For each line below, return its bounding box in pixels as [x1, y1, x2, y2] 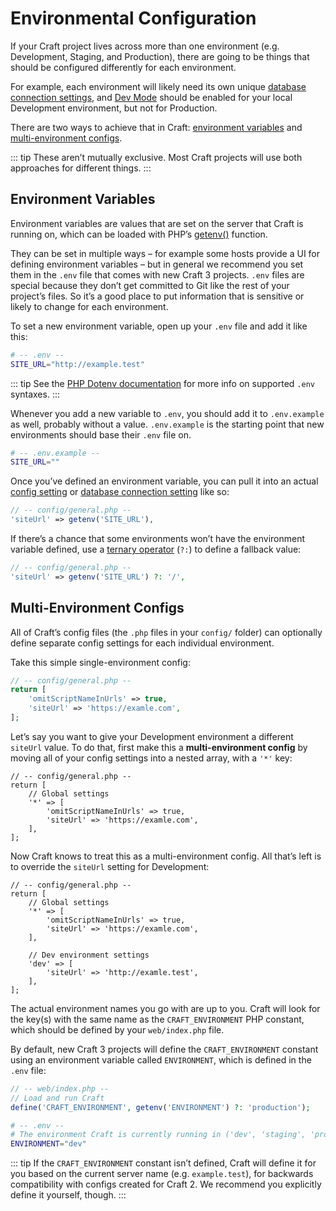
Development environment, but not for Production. [10, 102, 218, 114]
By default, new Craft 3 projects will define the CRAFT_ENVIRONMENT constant [10, 1043, 319, 1055]
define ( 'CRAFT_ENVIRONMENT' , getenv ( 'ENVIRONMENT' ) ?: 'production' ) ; [10, 1102, 311, 1112]
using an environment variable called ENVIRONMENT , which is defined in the [10, 1053, 312, 1066]
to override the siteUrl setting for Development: [10, 860, 210, 872]
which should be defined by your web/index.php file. [10, 1023, 225, 1036]
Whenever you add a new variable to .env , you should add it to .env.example [10, 407, 325, 419]
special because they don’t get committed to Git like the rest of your [10, 279, 290, 291]
